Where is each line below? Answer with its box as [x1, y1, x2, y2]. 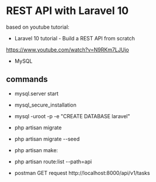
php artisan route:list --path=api [14, 158, 92, 165]
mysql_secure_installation [14, 101, 77, 108]
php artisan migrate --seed [14, 135, 80, 142]
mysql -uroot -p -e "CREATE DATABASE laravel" [14, 112, 130, 119]
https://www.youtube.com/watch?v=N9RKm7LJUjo [6, 46, 130, 53]
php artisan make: [14, 146, 58, 153]
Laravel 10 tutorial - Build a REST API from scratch [14, 35, 136, 42]
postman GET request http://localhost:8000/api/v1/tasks [14, 169, 150, 176]
